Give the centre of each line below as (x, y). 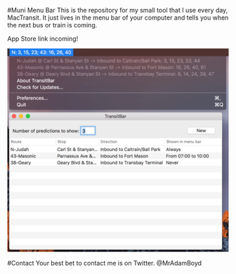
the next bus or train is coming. (52, 25)
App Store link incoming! (43, 39)
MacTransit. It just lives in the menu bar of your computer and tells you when (118, 18)
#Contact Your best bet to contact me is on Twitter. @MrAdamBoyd (105, 263)
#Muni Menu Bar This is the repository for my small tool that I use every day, (118, 10)
